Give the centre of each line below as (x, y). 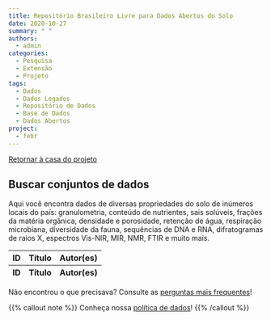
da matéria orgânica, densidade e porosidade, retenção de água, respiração (135, 221)
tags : (17, 83)
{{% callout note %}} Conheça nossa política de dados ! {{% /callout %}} (129, 308)
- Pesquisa (34, 61)
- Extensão (34, 69)
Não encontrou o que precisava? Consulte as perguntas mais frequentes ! (130, 293)
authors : (23, 38)
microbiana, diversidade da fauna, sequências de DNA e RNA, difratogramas (136, 229)
